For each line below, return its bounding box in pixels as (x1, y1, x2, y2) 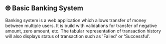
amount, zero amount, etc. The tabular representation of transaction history (5, 27, 161, 34)
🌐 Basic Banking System (5, 4, 84, 12)
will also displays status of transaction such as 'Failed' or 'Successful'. (5, 33, 150, 39)
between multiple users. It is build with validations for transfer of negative (5, 22, 157, 28)
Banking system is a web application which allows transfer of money (5, 17, 146, 23)
